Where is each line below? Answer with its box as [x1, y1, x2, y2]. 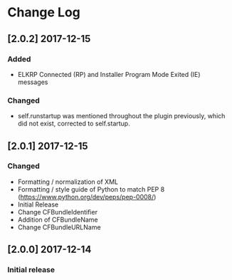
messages [17, 78, 48, 86]
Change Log [7, 4, 80, 21]
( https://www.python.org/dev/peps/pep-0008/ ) [17, 192, 157, 201]
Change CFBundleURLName [17, 222, 101, 232]
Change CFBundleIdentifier [17, 207, 98, 216]
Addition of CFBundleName [17, 215, 98, 224]
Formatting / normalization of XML [17, 177, 119, 186]
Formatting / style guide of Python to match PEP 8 [17, 185, 165, 193]
